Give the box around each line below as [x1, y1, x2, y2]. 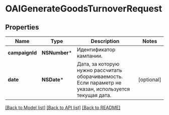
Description [91, 38, 120, 44]
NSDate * [41, 76, 64, 83]
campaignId [8, 49, 37, 56]
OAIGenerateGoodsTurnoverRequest [5, 3, 162, 14]
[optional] [138, 76, 161, 83]
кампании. [76, 52, 103, 59]
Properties [5, 23, 39, 31]
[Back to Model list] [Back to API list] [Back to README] [5, 104, 121, 110]
